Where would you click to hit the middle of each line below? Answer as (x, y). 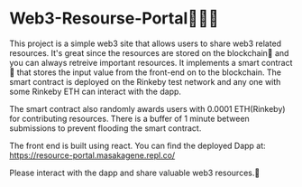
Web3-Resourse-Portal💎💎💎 (114, 19)
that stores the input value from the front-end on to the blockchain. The (149, 72)
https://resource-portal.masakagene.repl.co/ (92, 155)
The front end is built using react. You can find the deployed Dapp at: (137, 145)
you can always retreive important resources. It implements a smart (134, 62)
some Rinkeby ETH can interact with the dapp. (96, 91)
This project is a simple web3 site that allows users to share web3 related (146, 43)
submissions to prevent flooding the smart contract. (105, 128)
